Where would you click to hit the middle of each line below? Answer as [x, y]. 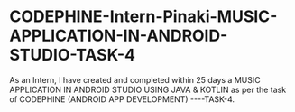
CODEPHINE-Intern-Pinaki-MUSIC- [143, 17]
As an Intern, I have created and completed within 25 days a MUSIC [135, 79]
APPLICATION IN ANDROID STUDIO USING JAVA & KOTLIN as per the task [148, 89]
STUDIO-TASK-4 [72, 55]
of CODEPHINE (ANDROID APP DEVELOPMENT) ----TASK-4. [122, 99]
